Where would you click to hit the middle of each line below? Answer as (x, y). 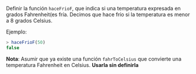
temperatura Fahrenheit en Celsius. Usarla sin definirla (72, 65)
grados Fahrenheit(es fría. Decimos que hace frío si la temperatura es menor (98, 14)
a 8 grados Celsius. (29, 21)
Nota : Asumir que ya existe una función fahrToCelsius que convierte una (94, 59)
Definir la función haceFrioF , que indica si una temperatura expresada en (93, 8)
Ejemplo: (17, 32)
